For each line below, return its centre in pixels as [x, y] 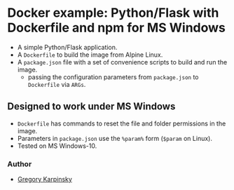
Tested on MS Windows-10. [57, 146]
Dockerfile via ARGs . [57, 84]
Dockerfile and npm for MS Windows [116, 28]
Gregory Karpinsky [44, 179]
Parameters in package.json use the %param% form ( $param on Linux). [115, 138]
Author [20, 164]
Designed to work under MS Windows [91, 107]
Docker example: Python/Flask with [113, 13]
